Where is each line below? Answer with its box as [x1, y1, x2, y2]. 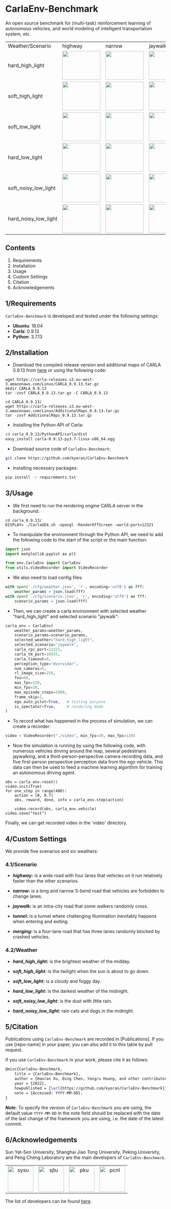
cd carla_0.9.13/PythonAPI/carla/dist [5, 432, 88, 437]
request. [5, 1047, 23, 1053]
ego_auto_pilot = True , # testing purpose [14, 699, 106, 704]
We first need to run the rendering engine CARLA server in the [12, 502, 144, 508]
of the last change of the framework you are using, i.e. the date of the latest [5, 1115, 164, 1122]
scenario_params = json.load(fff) [14, 598, 88, 603]
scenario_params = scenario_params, [14, 633, 88, 638]
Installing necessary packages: [12, 465, 78, 471]
